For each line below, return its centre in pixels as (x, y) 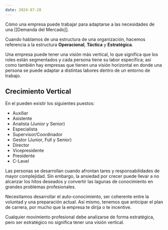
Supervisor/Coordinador (37, 135)
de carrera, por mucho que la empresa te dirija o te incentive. (68, 207)
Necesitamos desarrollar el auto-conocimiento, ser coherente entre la (77, 197)
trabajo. (13, 75)
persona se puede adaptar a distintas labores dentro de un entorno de (78, 70)
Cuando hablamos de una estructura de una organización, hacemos (75, 39)
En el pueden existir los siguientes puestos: (50, 103)
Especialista (25, 129)
